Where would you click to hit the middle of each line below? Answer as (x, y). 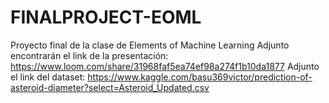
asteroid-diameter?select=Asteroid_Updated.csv (110, 87)
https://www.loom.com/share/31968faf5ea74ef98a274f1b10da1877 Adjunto (165, 66)
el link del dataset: (48, 77)
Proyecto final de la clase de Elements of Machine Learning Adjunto (150, 45)
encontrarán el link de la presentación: (89, 55)
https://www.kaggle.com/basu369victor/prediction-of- (200, 77)
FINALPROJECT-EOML (106, 17)
